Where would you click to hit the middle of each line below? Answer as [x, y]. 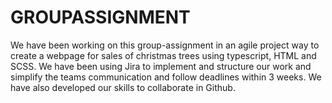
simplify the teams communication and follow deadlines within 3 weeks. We [166, 77]
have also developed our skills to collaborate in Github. [123, 87]
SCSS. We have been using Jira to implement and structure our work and [161, 66]
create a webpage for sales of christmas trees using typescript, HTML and [163, 55]
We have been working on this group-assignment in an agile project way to [165, 45]
